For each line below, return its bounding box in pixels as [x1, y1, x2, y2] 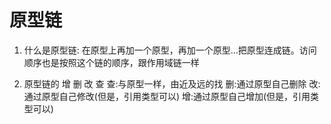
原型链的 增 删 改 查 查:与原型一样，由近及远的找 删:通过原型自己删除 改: [23, 77, 321, 90]
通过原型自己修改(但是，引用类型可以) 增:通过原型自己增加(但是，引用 [23, 90, 311, 102]
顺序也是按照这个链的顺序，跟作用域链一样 [23, 56, 200, 68]
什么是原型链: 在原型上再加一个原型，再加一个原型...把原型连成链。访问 [23, 44, 317, 56]
